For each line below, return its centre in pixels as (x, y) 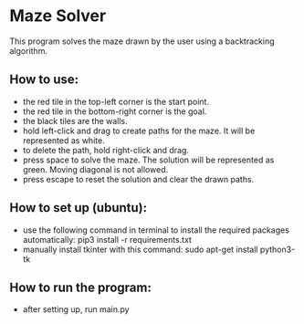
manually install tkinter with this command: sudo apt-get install (140, 249)
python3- (278, 249)
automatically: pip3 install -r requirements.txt (107, 239)
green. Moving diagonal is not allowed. (95, 169)
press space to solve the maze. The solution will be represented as (148, 160)
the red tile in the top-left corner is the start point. (116, 101)
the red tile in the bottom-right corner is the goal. (115, 111)
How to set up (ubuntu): (79, 208)
